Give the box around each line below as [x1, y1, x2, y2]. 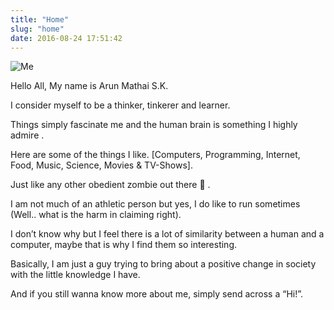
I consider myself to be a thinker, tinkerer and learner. [10, 99, 231, 111]
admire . [10, 129, 45, 141]
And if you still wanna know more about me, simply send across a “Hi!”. [10, 288, 304, 300]
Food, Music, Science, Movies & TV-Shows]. [10, 159, 193, 171]
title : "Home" [10, 14, 70, 25]
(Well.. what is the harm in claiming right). [10, 209, 182, 221]
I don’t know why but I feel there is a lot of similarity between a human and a [10, 228, 325, 240]
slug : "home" [10, 24, 65, 34]
